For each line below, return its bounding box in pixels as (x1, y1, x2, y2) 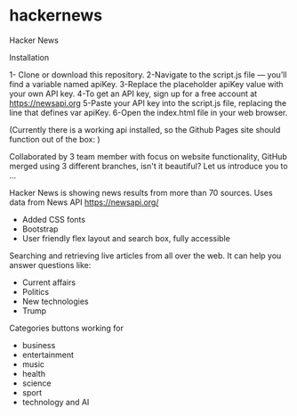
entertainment (21, 349, 74, 360)
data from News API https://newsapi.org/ (9, 197, 159, 208)
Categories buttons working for (9, 322, 124, 333)
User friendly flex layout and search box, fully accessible (21, 232, 231, 243)
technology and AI (21, 396, 90, 407)
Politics (21, 286, 50, 297)
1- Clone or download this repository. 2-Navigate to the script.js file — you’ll (9, 69, 287, 80)
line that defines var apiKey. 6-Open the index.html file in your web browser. (9, 107, 288, 118)
